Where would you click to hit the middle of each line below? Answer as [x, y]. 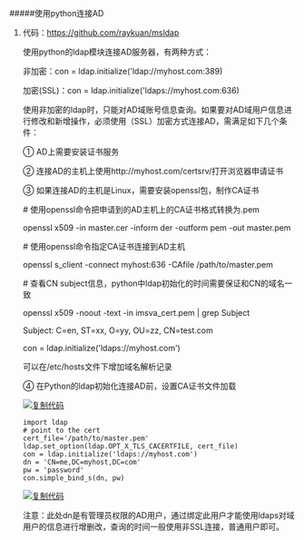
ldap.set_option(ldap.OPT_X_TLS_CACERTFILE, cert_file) [130, 447]
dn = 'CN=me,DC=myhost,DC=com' [82, 462]
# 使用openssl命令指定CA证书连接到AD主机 [104, 246]
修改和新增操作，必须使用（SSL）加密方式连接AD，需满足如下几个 [155, 121]
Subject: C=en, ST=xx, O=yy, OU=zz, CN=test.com [118, 330]
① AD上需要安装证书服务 [71, 152]
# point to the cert [61, 430]
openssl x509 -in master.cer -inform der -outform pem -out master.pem [157, 228]
